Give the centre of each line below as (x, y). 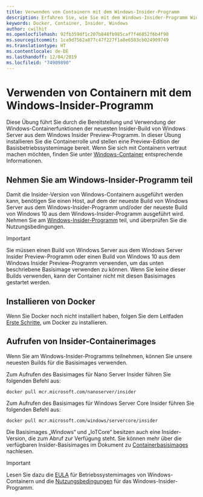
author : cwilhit (27, 29)
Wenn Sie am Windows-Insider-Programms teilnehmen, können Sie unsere (99, 356)
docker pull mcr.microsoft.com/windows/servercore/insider (82, 421)
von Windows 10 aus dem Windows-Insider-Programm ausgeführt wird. (95, 214)
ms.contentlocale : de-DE (37, 52)
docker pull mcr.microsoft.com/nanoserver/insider (71, 392)
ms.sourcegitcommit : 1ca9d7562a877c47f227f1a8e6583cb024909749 (88, 40)
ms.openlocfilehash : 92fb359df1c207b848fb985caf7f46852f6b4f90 (88, 35)
